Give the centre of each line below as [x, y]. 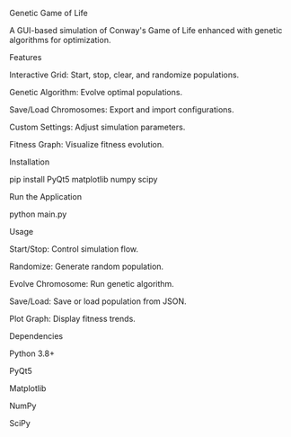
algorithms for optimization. [60, 40]
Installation [30, 162]
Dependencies [36, 336]
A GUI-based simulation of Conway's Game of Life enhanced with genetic [146, 30]
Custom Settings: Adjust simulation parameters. [97, 127]
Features [26, 57]
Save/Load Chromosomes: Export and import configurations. [122, 110]
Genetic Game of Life [48, 13]
